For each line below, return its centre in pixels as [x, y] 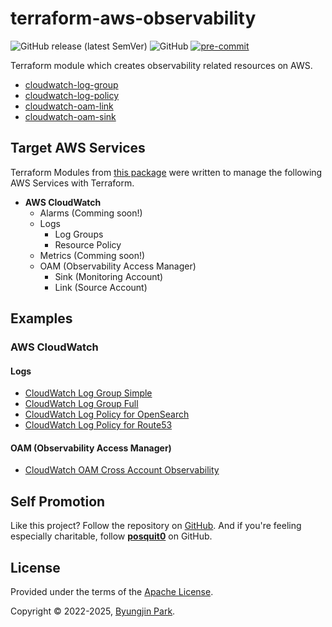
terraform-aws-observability [133, 18]
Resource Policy [88, 244]
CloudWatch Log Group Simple [88, 393]
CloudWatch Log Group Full [81, 404]
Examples [41, 318]
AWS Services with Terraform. [72, 183]
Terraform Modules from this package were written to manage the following [166, 172]
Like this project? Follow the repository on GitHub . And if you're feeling [156, 526]
